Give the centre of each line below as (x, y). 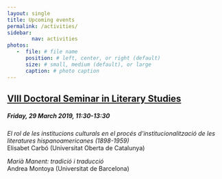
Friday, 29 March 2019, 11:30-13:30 (59, 116)
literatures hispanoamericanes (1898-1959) (68, 141)
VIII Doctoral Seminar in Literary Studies (94, 98)
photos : (18, 45)
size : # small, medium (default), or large (88, 64)
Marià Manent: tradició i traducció (56, 161)
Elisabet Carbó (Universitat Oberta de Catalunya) (76, 147)
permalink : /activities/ (42, 26)
